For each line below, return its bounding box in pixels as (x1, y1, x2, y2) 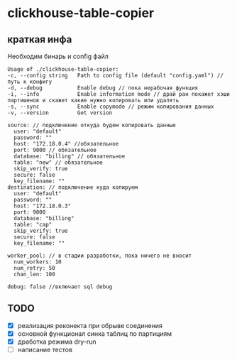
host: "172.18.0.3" (13, 202, 72, 209)
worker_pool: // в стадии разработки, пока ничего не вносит (7, 252, 192, 259)
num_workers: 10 (13, 258, 62, 266)
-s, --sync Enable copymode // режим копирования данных (7, 103, 214, 110)
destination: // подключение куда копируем (7, 184, 138, 191)
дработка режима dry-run (17, 337, 97, 346)
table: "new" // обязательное (13, 159, 103, 166)
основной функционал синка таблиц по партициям (17, 329, 172, 338)
